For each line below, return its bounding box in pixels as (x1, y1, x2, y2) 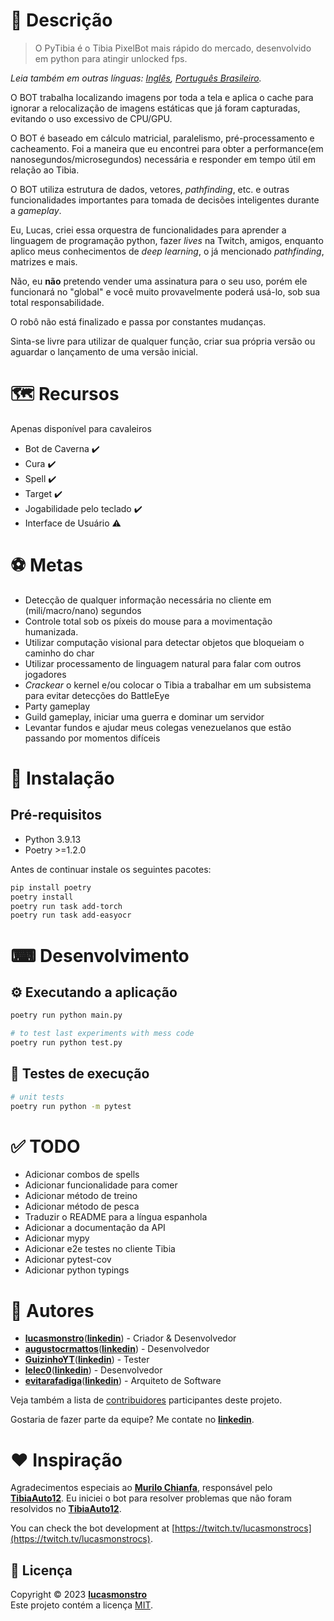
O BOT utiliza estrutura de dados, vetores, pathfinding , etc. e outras (10, 183, 290, 195)
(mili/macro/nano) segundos (24, 604, 142, 616)
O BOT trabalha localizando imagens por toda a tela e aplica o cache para (10, 91, 314, 103)
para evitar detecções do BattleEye (24, 689, 170, 701)
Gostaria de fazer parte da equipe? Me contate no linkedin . (10, 1414, 255, 1426)
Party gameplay (24, 700, 91, 712)
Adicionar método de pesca (24, 1200, 140, 1213)
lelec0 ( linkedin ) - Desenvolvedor (24, 1364, 163, 1376)
